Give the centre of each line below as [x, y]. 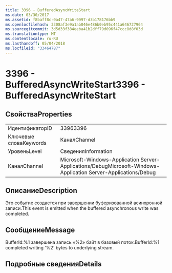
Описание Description [41, 191]
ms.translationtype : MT [31, 34]
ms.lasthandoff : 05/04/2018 [35, 44]
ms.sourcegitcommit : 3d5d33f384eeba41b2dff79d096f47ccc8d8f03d [74, 29]
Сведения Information [86, 151]
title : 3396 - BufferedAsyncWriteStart [48, 10]
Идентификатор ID [30, 128]
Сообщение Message [40, 230]
